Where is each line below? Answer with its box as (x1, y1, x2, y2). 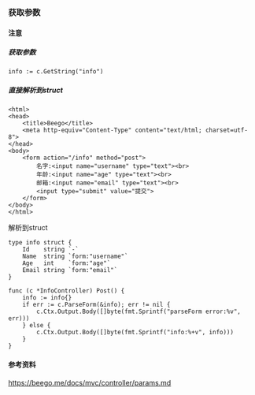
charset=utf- (205, 126, 248, 135)
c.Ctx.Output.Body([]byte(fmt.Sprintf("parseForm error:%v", (36, 307, 242, 316)
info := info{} (22, 294, 72, 302)
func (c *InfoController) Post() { (8, 287, 125, 295)
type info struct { (8, 239, 72, 247)
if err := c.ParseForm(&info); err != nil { (22, 301, 171, 309)
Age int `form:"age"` (22, 259, 111, 267)
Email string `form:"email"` (22, 266, 118, 274)
